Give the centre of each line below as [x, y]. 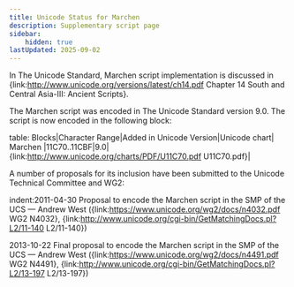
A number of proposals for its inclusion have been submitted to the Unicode [147, 174]
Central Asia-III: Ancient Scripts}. [69, 94]
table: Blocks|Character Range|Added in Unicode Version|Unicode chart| [142, 138]
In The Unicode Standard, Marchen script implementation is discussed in [141, 75]
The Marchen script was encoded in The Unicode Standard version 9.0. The [147, 111]
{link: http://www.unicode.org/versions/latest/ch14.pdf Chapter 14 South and [147, 85]
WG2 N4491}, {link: [44, 264]
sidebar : [25, 34]
